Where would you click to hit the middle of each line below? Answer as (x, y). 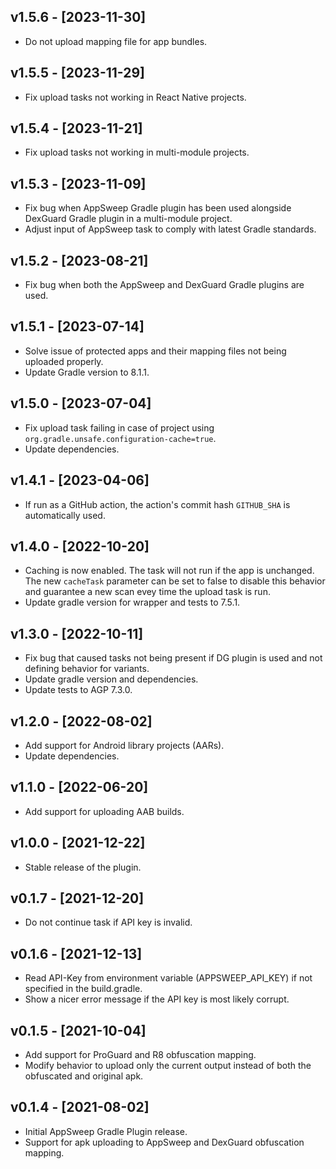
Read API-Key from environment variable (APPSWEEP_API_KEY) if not (168, 978)
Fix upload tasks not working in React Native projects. (135, 97)
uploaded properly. (64, 361)
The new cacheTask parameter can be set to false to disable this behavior (175, 581)
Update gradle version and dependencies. (111, 679)
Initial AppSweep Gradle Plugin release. (106, 1131)
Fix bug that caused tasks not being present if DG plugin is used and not (173, 658)
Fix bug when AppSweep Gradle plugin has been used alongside (158, 208)
